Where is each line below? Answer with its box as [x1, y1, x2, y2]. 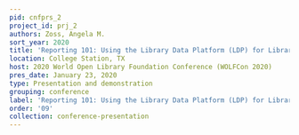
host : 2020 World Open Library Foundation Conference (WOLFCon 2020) [9, 63, 273, 72]
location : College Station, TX [9, 54, 125, 63]
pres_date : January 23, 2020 [9, 71, 117, 80]
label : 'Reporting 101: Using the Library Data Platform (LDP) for [9, 95, 265, 105]
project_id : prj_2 [9, 21, 77, 30]
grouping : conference [9, 87, 90, 96]
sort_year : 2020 [9, 37, 69, 47]
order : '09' [9, 104, 53, 113]
